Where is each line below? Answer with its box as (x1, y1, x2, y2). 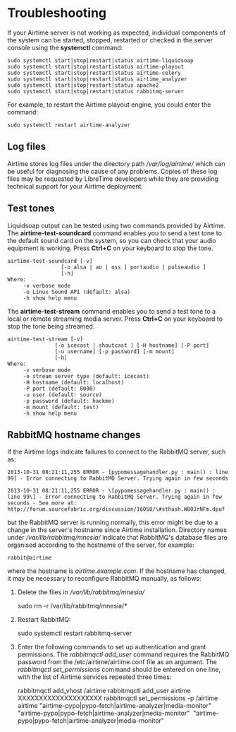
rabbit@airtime (7, 555, 52, 562)
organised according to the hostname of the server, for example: (7, 541, 195, 549)
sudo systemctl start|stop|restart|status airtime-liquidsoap (7, 57, 194, 64)
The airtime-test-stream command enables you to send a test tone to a (7, 307, 216, 315)
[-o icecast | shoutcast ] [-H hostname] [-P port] (54, 341, 210, 349)
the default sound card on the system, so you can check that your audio (7, 236, 216, 244)
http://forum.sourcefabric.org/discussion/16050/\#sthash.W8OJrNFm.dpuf (7, 506, 225, 513)
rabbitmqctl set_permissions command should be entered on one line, (17, 666, 221, 674)
